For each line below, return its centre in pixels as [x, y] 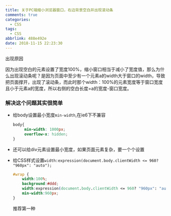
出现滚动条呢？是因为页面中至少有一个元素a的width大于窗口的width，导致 [87, 76]
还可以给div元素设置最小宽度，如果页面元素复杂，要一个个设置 [78, 149]
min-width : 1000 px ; [45, 129]
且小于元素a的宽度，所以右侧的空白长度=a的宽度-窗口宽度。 [68, 88]
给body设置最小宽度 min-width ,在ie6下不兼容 [59, 115]
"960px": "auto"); [32, 165]
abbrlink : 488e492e [26, 39]
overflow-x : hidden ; [46, 134]
